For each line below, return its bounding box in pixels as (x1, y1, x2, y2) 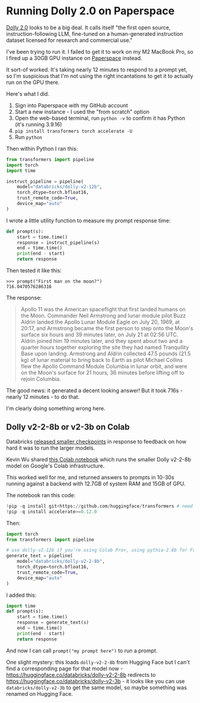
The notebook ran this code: (6, 491, 76, 498)
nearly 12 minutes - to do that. (6, 394, 80, 401)
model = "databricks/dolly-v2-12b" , (17, 184, 102, 190)
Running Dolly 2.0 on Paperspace (6, 4, 175, 18)
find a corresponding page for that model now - (6, 665, 123, 672)
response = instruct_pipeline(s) (17, 240, 100, 246)
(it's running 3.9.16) (14, 120, 62, 128)
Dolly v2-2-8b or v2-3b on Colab (6, 422, 130, 432)
